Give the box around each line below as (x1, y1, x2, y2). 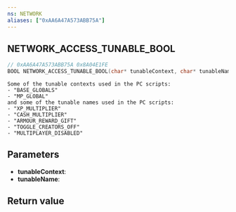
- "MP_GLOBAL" (7, 93, 49, 100)
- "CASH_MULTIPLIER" (7, 112, 68, 119)
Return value (7, 195, 65, 207)
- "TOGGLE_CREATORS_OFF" (7, 124, 80, 131)
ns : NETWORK (7, 10, 42, 18)
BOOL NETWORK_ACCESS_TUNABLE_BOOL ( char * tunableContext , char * (7, 68, 197, 75)
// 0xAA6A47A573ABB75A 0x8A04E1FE (7, 61, 109, 69)
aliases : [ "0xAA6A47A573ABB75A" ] (7, 17, 105, 24)
